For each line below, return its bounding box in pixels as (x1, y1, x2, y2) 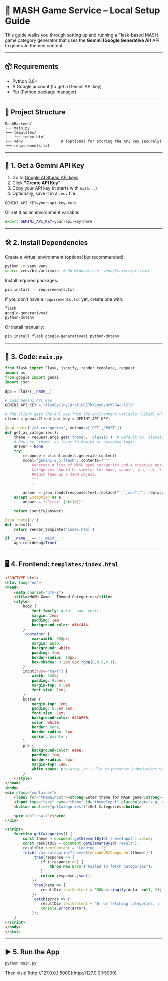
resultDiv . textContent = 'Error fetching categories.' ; (40, 901, 160, 906)
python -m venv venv (5, 264, 48, 269)
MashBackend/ (5, 121, 32, 126)
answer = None (14, 444, 43, 449)
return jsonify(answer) (14, 508, 64, 513)
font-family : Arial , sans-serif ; (31, 609, 101, 614)
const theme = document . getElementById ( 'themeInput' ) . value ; (23, 836, 153, 841)
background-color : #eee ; (31, 748, 84, 753)
